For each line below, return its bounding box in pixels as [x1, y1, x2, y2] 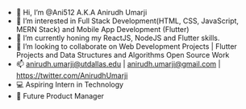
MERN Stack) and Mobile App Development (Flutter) [15, 25, 190, 34]
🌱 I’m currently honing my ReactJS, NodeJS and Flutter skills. [15, 33, 220, 42]
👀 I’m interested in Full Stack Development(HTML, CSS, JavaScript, [15, 16, 240, 26]
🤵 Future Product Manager [15, 91, 105, 100]
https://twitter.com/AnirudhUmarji [15, 71, 128, 80]
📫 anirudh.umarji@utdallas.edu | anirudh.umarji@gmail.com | [15, 59, 221, 68]
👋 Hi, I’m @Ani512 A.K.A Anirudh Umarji [15, 8, 148, 17]
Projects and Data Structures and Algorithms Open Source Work [15, 50, 230, 59]
